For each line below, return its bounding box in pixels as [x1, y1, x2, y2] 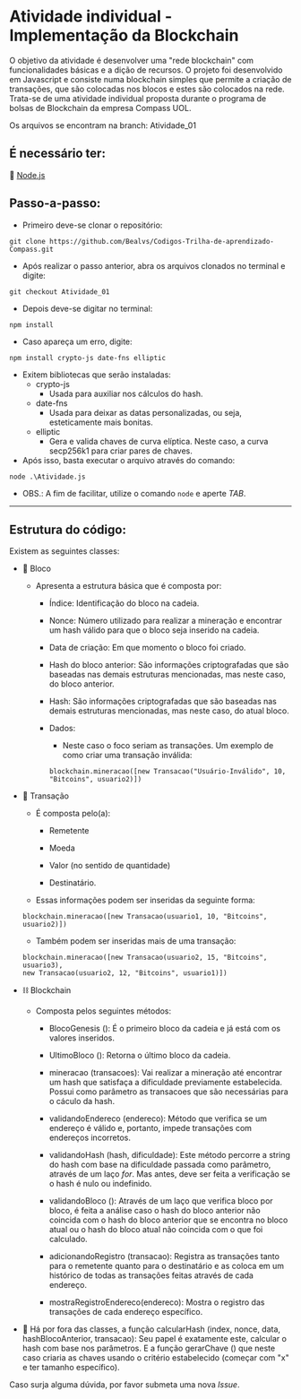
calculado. [48, 1234, 88, 1245]
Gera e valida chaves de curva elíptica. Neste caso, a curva [48, 436, 269, 446]
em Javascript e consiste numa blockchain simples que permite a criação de [9, 73, 292, 84]
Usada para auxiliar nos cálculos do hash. [48, 388, 203, 399]
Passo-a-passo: [9, 195, 101, 212]
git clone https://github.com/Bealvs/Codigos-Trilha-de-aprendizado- [9, 237, 275, 246]
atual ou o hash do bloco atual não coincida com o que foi [48, 1224, 263, 1235]
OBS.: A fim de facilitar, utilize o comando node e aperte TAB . [21, 488, 246, 498]
